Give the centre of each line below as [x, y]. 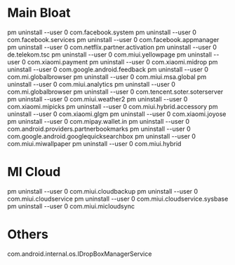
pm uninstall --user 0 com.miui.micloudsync [71, 206]
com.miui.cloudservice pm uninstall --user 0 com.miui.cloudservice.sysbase [118, 199]
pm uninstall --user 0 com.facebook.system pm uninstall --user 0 [102, 32]
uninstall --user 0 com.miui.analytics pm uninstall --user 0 [91, 84]
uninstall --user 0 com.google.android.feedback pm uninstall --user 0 [108, 69]
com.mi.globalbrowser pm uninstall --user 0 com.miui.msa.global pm [107, 77]
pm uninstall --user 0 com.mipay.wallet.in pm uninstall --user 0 [99, 121]
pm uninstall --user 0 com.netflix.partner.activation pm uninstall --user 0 [112, 47]
